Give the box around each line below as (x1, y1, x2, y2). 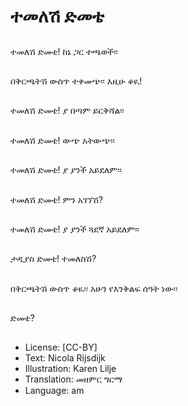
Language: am (24, 385, 85, 397)
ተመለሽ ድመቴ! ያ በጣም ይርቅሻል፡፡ (10, 105, 125, 117)
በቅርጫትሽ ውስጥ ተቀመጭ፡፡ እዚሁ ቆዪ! (10, 75, 143, 87)
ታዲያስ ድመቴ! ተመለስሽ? (10, 253, 97, 265)
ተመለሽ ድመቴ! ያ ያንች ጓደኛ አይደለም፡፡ (10, 223, 140, 235)
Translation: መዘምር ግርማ (24, 373, 123, 385)
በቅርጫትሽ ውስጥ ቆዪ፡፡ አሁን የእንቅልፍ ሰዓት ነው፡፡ (10, 282, 178, 294)
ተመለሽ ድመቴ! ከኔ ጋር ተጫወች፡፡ (10, 45, 118, 57)
